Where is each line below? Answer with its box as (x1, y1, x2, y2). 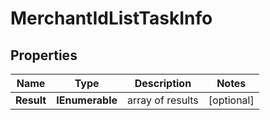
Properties (10, 47, 78, 64)
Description (134, 77, 192, 90)
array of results (127, 93, 199, 107)
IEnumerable (56, 93, 118, 107)
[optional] (208, 93, 255, 107)
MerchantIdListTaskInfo (10, 7, 213, 30)
